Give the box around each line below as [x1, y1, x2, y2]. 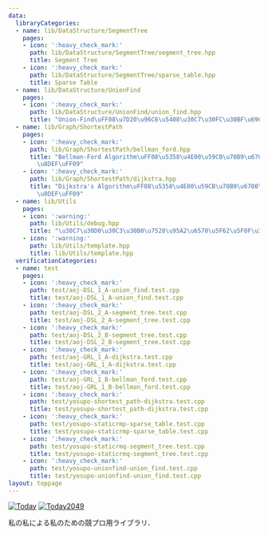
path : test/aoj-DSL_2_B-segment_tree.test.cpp [29, 331, 187, 339]
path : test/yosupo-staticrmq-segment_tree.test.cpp [29, 442, 205, 450]
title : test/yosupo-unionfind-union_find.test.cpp [29, 472, 202, 480]
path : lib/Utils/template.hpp [29, 242, 130, 250]
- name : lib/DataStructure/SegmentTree [15, 26, 148, 34]
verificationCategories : [15, 256, 98, 264]
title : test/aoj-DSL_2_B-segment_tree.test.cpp [29, 339, 191, 347]
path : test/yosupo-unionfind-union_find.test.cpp [29, 465, 198, 473]
